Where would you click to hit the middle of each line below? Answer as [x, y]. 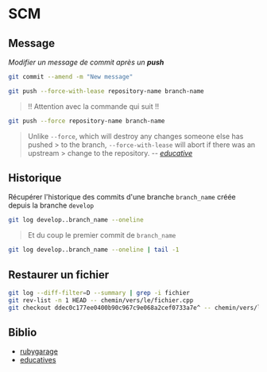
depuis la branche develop [51, 205]
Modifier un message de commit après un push [86, 62]
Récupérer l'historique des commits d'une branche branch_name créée [122, 197]
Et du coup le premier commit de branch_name [102, 235]
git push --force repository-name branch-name [87, 121]
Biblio [23, 333]
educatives [38, 360]
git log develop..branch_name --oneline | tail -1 [94, 250]
